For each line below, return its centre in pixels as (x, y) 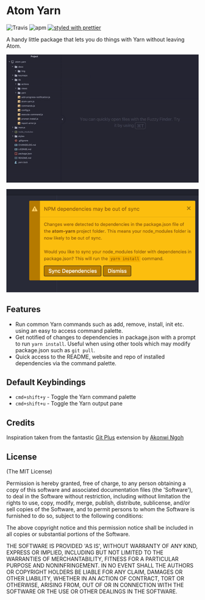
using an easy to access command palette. (69, 330)
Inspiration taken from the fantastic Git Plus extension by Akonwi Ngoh (95, 437)
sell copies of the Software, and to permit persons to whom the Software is (101, 509)
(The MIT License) (30, 471)
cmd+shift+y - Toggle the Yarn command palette (75, 397)
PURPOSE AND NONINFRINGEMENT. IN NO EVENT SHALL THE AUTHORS (100, 565)
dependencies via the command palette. (66, 363)
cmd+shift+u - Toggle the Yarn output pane (69, 404)
